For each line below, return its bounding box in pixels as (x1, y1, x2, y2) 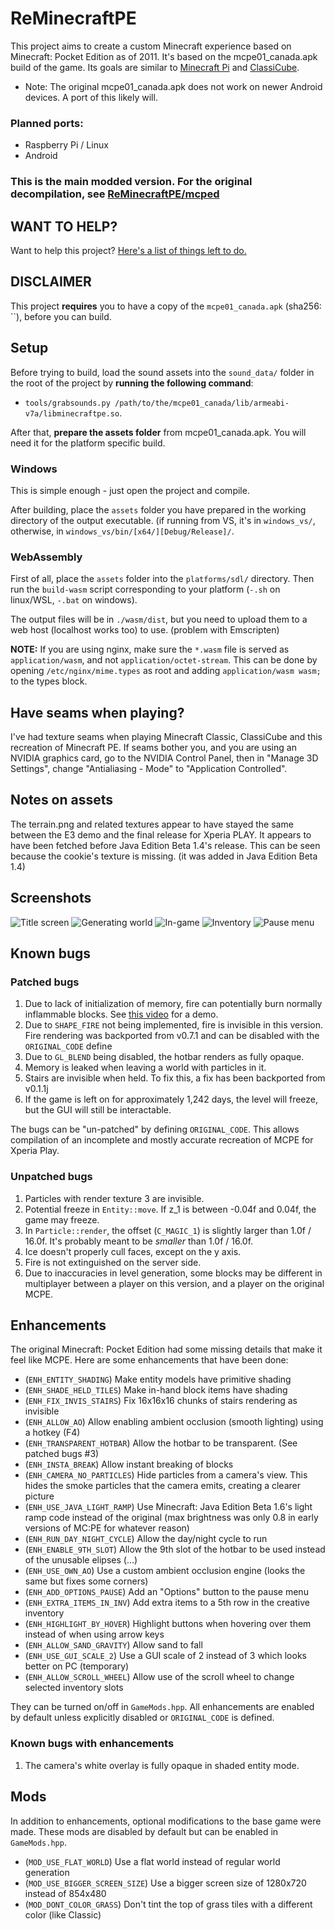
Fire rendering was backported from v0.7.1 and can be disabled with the (24, 1030, 320, 1042)
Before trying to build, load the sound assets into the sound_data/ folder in (10, 366, 315, 378)
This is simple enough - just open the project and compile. (10, 484, 250, 496)
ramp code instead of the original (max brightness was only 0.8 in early (24, 1512, 319, 1524)
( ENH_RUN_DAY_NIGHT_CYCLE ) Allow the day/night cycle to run (24, 1533, 268, 1545)
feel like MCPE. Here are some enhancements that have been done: (10, 1354, 289, 1366)
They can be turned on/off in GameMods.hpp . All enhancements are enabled (10, 1701, 315, 1713)
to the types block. (10, 675, 88, 687)
